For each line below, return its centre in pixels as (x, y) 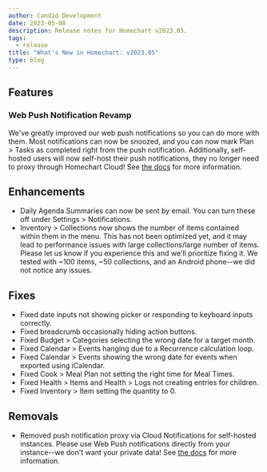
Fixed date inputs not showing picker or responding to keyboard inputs (136, 315)
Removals (33, 416)
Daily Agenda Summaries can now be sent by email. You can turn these (137, 211)
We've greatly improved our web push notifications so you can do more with (134, 133)
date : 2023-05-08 (37, 23)
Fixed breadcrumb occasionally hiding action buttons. (108, 331)
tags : (17, 38)
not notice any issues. (56, 270)
